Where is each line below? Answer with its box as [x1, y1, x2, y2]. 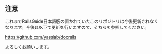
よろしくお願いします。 [5, 44, 52, 50]
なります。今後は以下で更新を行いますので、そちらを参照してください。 [5, 24, 149, 30]
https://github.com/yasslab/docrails [5, 34, 77, 40]
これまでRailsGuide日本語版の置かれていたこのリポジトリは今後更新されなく [5, 18, 159, 24]
